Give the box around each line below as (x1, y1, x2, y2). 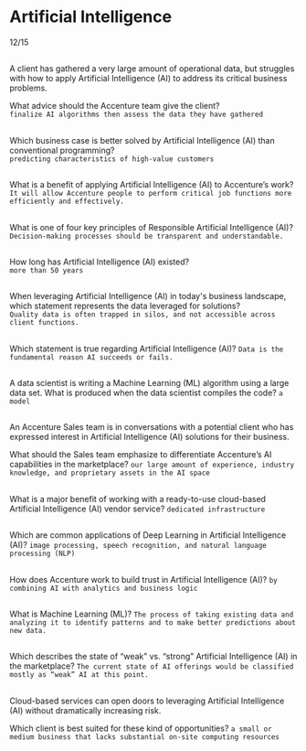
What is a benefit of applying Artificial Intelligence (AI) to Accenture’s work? (9, 179, 294, 190)
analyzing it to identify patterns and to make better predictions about (9, 618, 297, 628)
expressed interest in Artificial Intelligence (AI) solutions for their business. (9, 432, 290, 443)
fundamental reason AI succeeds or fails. (9, 352, 174, 362)
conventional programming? (9, 145, 115, 156)
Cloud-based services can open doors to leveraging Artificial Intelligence (9, 695, 285, 706)
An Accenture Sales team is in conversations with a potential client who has (9, 422, 294, 433)
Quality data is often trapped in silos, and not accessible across (9, 310, 276, 319)
